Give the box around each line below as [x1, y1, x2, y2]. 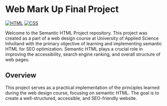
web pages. [5, 56, 30, 62]
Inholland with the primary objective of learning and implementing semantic [5, 40, 162, 46]
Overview [5, 71, 37, 80]
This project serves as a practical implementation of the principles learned [5, 84, 160, 90]
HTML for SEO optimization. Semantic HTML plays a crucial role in [5, 46, 143, 52]
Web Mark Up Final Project [5, 4, 119, 15]
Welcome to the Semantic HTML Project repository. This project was [5, 30, 148, 36]
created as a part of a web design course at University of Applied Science [5, 35, 159, 41]
